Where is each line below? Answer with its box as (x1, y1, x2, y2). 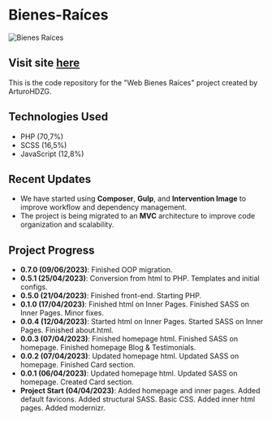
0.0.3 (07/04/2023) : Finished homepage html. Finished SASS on (19, 334, 238, 344)
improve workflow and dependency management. (19, 202, 187, 212)
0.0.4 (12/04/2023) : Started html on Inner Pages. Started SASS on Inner (19, 317, 264, 327)
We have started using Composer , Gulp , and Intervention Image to (19, 193, 246, 204)
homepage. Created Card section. (19, 377, 134, 387)
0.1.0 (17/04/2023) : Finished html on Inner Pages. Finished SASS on (19, 299, 250, 310)
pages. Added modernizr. (19, 403, 106, 413)
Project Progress (8, 243, 95, 257)
